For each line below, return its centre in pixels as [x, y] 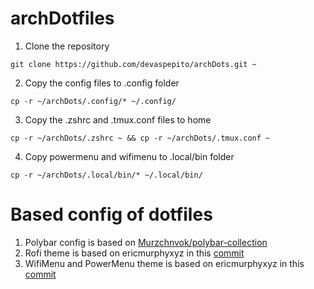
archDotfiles [62, 18]
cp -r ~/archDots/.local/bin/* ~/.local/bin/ [106, 175]
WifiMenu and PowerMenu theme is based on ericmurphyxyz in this [164, 263]
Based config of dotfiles [111, 214]
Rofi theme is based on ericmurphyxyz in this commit [134, 253]
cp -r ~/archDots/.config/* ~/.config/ [93, 101]
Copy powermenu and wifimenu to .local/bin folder [129, 156]
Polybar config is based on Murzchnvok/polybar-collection [146, 242]
